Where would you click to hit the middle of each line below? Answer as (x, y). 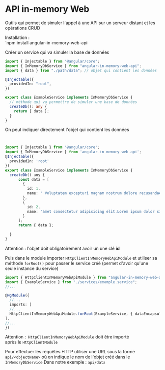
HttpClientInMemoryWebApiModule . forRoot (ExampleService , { (71, 314)
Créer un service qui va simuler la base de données (57, 52)
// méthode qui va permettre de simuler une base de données (73, 102)
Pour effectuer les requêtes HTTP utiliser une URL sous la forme (70, 352)
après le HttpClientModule (31, 342)
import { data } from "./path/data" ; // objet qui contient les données (81, 70)
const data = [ (34, 179)
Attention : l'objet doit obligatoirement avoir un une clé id (63, 248)
